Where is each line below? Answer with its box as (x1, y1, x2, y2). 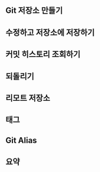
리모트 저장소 (5, 93, 51, 103)
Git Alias (5, 135, 38, 145)
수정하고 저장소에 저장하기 (5, 27, 95, 37)
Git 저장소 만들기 (5, 5, 63, 16)
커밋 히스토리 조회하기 (5, 49, 81, 59)
